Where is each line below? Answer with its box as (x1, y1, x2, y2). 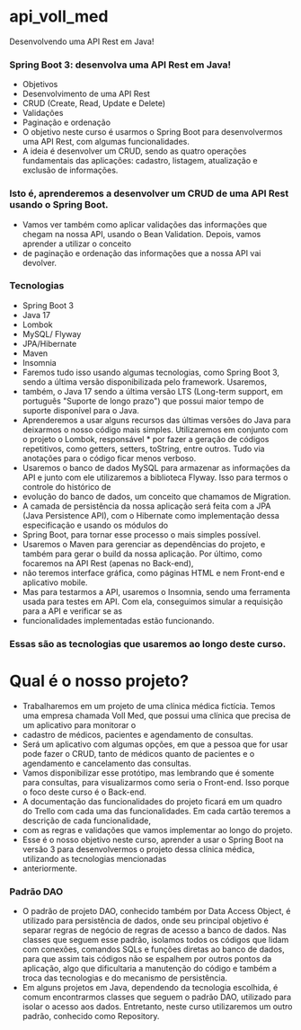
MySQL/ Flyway (22, 328, 82, 339)
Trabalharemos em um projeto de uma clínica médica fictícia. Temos (22, 700, 276, 711)
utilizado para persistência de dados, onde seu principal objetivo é (22, 915, 270, 926)
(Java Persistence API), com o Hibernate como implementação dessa (22, 510, 280, 520)
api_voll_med (9, 6, 109, 27)
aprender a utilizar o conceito (22, 238, 132, 249)
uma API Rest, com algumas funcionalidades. (22, 137, 190, 147)
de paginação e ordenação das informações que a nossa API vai (22, 247, 261, 258)
